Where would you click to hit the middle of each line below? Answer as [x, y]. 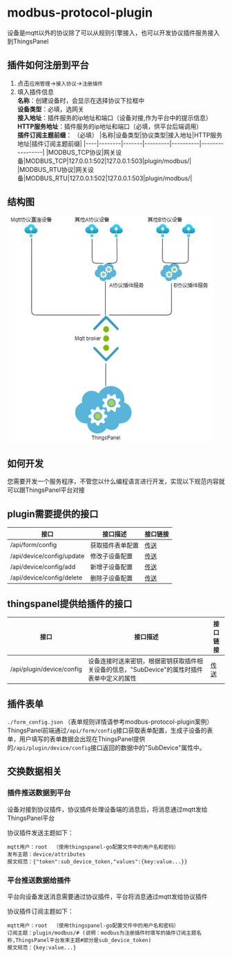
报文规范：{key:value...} [42, 948]
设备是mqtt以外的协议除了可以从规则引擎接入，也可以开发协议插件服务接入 [113, 32]
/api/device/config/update [47, 556]
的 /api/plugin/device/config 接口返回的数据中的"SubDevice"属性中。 [106, 748]
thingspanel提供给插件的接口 [70, 603]
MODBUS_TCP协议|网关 [82, 152]
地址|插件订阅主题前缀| [50, 144]
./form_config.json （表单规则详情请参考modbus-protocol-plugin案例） [110, 722]
